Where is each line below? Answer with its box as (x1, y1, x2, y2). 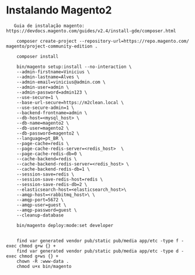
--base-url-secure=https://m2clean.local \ (16, 99, 124, 105)
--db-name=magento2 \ (16, 120, 69, 126)
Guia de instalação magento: (13, 23, 85, 29)
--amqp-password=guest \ (16, 207, 77, 213)
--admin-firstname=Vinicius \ (16, 68, 90, 75)
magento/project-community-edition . (6, 43, 98, 49)
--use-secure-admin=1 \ (16, 105, 75, 111)
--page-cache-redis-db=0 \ (16, 150, 82, 157)
